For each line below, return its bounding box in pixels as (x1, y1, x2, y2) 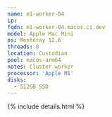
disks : (7, 76, 27, 84)
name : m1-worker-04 (7, 10, 65, 18)
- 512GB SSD (13, 83, 49, 90)
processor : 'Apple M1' (7, 69, 74, 77)
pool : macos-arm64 (7, 57, 61, 64)
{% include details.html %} (7, 102, 85, 111)
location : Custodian (7, 50, 68, 57)
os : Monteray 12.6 (7, 37, 61, 44)
